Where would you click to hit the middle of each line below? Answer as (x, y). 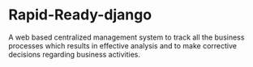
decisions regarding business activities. (74, 54)
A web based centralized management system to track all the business (126, 37)
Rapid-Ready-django (80, 15)
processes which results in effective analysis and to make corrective (123, 45)
